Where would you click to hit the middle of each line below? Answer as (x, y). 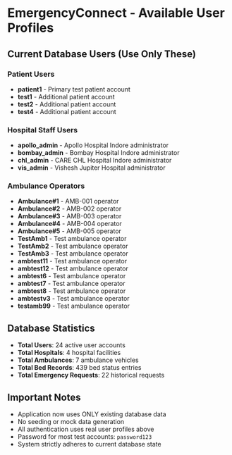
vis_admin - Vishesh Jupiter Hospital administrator (91, 168)
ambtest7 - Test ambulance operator (71, 284)
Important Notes (44, 397)
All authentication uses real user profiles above (86, 429)
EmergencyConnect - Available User (116, 13)
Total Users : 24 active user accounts (71, 345)
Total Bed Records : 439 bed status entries (80, 368)
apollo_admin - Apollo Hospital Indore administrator (93, 145)
